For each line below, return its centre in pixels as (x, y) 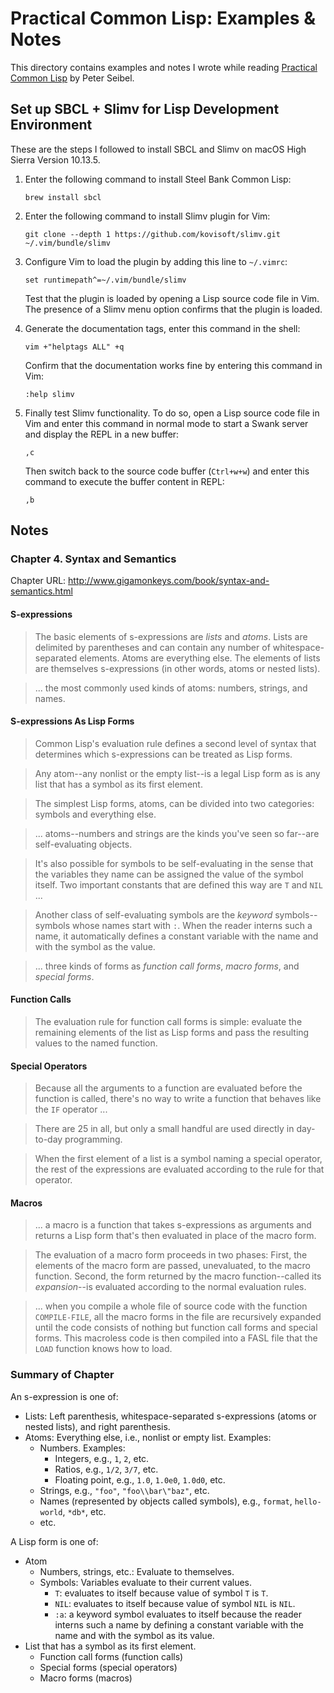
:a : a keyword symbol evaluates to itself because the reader (178, 1614)
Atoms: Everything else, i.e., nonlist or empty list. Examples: (148, 1437)
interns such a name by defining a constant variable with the (179, 1624)
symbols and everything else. (95, 814)
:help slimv (49, 394)
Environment (51, 125)
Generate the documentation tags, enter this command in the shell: (162, 328)
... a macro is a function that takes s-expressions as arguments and (173, 1225)
